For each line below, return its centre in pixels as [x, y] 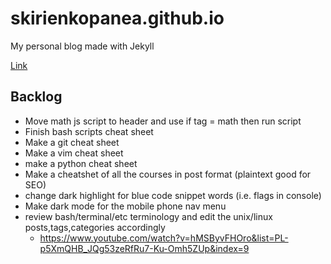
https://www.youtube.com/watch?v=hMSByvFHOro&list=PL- [164, 238]
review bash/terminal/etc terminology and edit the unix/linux [148, 216]
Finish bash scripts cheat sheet [89, 131]
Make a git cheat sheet [72, 142]
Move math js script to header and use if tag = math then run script [163, 121]
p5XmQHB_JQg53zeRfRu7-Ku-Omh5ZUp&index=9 [144, 248]
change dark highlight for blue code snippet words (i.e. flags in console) [173, 195]
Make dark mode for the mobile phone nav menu [125, 206]
